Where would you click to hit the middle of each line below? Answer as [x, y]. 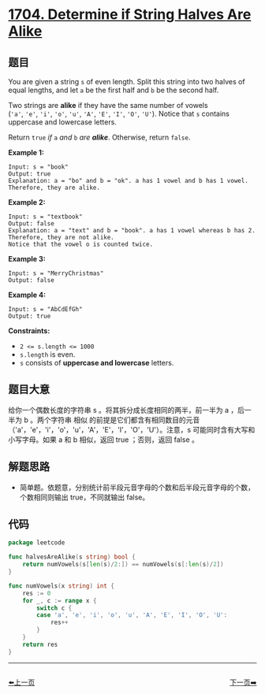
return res [40, 644]
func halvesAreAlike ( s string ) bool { [72, 557]
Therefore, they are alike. [54, 187]
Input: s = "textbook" [45, 217]
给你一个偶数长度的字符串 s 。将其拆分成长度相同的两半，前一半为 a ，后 [126, 410]
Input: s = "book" [38, 167]
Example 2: [27, 202]
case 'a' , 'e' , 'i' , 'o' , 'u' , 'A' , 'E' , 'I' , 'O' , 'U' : [132, 615]
